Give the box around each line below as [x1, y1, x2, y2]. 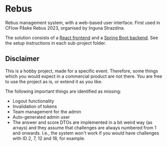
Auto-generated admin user [12, 114, 70, 120]
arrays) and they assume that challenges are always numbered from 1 [12, 124, 156, 130]
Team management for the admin [12, 108, 82, 114]
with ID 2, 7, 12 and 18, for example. [12, 135, 85, 141]
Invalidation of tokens [12, 103, 57, 109]
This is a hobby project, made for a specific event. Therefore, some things [5, 68, 158, 74]
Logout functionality [12, 98, 54, 104]
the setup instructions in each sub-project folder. [5, 40, 106, 46]
